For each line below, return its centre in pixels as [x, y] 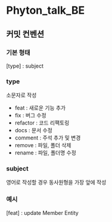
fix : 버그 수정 [30, 115]
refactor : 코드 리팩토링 [42, 123]
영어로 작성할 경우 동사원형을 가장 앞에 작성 [56, 183]
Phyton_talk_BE [46, 10]
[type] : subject [25, 66]
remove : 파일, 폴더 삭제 [43, 145]
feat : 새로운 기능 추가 [40, 108]
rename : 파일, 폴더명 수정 [45, 153]
